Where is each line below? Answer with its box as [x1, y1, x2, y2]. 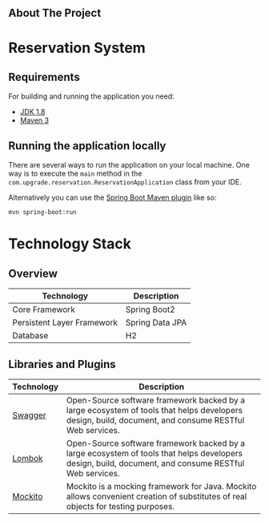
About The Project [8, 6, 102, 20]
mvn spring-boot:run [8, 208, 78, 216]
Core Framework [12, 304, 76, 315]
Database [12, 330, 49, 342]
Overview [8, 266, 58, 280]
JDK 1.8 [19, 107, 46, 117]
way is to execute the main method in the [8, 168, 143, 179]
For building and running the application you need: [8, 91, 175, 101]
